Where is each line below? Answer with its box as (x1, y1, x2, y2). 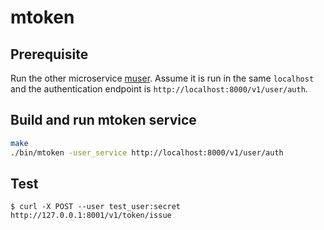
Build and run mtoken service (10, 112, 197, 129)
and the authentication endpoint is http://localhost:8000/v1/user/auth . (10, 83, 308, 95)
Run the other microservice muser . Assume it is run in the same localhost (10, 72, 315, 84)
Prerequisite (10, 46, 89, 63)
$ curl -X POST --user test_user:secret (10, 202, 182, 212)
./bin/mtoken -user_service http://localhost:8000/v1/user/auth (10, 147, 284, 158)
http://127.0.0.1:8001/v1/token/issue (10, 211, 172, 221)
